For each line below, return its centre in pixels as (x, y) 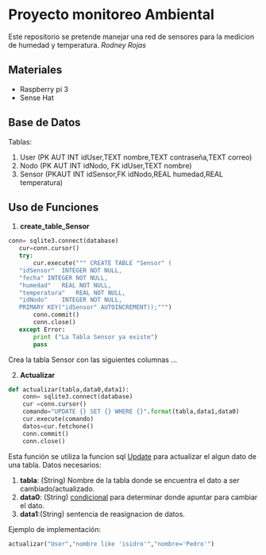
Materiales (35, 70)
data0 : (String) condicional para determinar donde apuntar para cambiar (139, 497)
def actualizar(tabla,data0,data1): (69, 389)
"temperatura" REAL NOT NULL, (72, 293)
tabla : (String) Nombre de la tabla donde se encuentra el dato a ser (129, 480)
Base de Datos (44, 123)
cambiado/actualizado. (57, 488)
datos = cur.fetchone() (58, 426)
